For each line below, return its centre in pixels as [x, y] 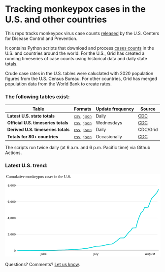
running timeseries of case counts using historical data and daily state [76, 58]
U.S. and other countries [56, 19]
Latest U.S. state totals [31, 116]
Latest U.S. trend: [26, 165]
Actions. [14, 153]
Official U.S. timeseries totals [38, 123]
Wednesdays [109, 123]
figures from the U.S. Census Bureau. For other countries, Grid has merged [81, 78]
